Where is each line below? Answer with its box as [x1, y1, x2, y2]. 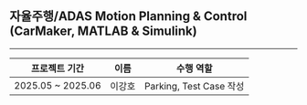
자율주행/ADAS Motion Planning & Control [9, 8, 248, 25]
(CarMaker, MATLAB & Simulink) [9, 24, 198, 39]
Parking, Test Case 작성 [144, 79, 245, 92]
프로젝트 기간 [30, 62, 85, 75]
